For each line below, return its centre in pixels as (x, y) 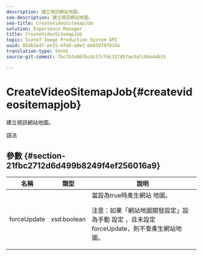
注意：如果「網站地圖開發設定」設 (140, 211)
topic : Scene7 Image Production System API (62, 40)
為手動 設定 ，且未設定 (124, 220)
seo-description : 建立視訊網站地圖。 (50, 18)
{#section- (45, 155)
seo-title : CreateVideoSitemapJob (50, 23)
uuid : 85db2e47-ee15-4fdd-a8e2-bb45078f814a (63, 46)
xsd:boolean (69, 219)
